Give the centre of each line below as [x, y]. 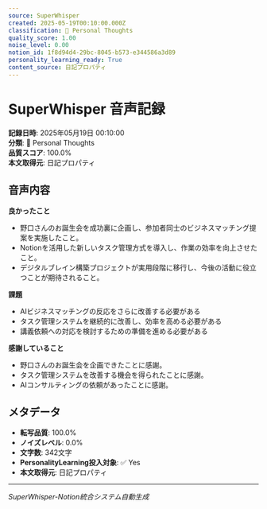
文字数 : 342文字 [46, 453]
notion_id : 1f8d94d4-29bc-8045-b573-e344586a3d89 [92, 52]
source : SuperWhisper [44, 16]
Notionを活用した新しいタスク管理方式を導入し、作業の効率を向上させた [139, 247]
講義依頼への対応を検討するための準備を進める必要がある [114, 331]
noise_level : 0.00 [39, 45]
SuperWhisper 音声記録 [87, 109]
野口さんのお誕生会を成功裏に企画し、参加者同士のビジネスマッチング [135, 227]
